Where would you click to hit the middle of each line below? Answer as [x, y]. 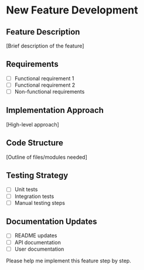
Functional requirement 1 [44, 78]
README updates [36, 235]
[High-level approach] [33, 124]
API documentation [38, 242]
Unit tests [26, 189]
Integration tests [34, 196]
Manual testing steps [40, 203]
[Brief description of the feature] [45, 46]
